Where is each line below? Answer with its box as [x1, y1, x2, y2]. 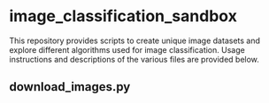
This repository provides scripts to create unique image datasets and [9, 35, 261, 46]
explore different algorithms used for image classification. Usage [9, 44, 245, 55]
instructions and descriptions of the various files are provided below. [9, 54, 259, 64]
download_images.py [9, 79, 131, 94]
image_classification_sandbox [9, 6, 237, 26]
